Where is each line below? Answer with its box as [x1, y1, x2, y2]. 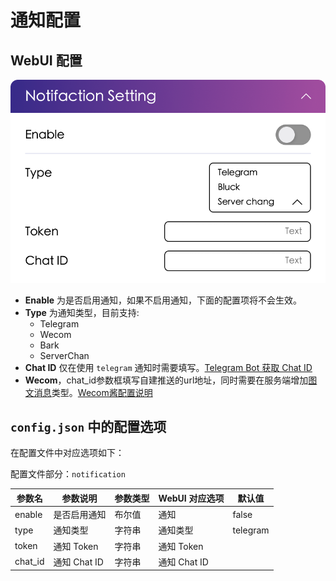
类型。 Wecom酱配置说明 [51, 386, 153, 398]
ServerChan [39, 349, 90, 361]
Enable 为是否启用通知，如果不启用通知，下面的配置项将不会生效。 [24, 294, 303, 306]
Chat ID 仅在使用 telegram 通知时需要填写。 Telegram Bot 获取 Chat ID [24, 361, 313, 373]
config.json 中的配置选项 [10, 419, 167, 436]
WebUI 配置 [10, 52, 83, 69]
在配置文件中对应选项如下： [10, 447, 125, 459]
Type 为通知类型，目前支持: [24, 306, 140, 318]
